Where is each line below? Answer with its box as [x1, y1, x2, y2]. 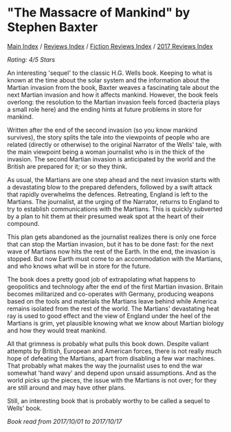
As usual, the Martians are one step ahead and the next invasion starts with [7, 175, 221, 183]
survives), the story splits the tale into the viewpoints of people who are [7, 133, 210, 141]
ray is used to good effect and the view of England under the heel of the [7, 311, 211, 320]
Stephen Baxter [7, 19, 98, 35]
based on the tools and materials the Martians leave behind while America [7, 297, 217, 305]
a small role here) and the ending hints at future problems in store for [7, 105, 202, 113]
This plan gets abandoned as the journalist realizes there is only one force [7, 232, 217, 241]
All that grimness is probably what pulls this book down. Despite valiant [7, 339, 209, 348]
